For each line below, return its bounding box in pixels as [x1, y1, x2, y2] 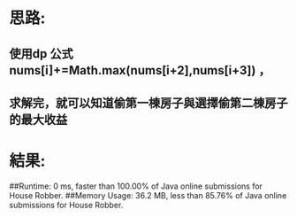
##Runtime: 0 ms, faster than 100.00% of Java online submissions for [9, 181, 263, 191]
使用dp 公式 [9, 46, 73, 61]
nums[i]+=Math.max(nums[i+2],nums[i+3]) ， [9, 63, 271, 78]
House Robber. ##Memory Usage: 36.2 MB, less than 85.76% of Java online [9, 190, 287, 200]
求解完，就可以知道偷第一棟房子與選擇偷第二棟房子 [9, 95, 288, 111]
